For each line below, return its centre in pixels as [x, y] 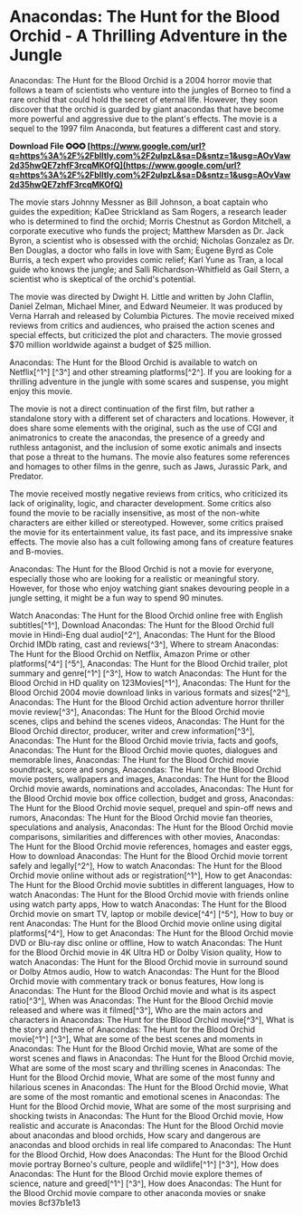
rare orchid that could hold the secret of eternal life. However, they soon [144, 99]
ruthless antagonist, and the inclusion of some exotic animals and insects [146, 447]
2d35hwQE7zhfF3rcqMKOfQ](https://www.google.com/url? [125, 165]
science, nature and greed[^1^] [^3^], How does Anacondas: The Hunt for [146, 1183]
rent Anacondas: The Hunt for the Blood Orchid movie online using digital [146, 923]
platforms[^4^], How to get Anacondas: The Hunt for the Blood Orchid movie [151, 933]
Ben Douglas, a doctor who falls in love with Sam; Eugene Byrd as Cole [142, 250]
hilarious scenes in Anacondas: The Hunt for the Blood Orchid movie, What [149, 1087]
